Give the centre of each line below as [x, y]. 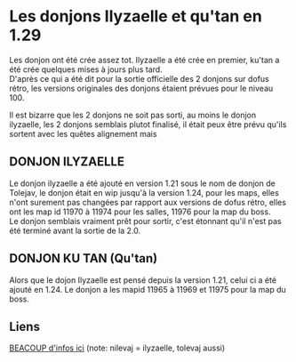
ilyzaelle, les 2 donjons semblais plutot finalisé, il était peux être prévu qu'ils [148, 124]
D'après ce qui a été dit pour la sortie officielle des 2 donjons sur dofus [139, 78]
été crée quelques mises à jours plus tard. [86, 69]
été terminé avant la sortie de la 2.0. [75, 230]
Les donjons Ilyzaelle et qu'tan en [136, 16]
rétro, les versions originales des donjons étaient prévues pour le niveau [141, 88]
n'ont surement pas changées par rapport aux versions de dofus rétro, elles [148, 202]
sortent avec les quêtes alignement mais [83, 133]
